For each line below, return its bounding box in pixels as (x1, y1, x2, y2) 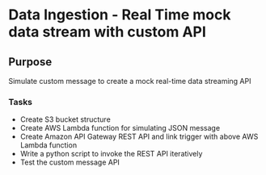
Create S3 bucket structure (19, 115, 111, 124)
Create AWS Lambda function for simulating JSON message (19, 123, 221, 133)
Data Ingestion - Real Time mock (8, 6, 231, 24)
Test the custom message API (19, 157, 120, 167)
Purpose (8, 55, 53, 69)
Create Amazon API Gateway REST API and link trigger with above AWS (19, 131, 259, 142)
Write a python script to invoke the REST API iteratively (19, 149, 203, 159)
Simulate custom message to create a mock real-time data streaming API (8, 77, 251, 85)
